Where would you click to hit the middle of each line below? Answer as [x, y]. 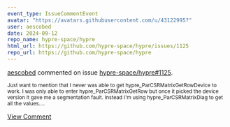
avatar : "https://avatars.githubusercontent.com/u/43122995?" [100, 20]
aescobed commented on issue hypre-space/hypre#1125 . [90, 72]
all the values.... [26, 103]
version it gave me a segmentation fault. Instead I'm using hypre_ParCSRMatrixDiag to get [115, 97]
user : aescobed [29, 27]
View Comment [29, 117]
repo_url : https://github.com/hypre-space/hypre [79, 53]
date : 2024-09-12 [33, 33]
